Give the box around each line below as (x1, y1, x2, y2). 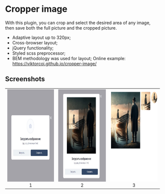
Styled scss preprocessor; (12, 50, 66, 56)
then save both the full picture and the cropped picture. (5, 25, 117, 31)
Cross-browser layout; (12, 39, 58, 45)
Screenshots (5, 75, 45, 83)
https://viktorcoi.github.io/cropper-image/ (12, 61, 97, 66)
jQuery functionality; (12, 45, 54, 51)
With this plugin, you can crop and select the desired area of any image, (5, 20, 151, 26)
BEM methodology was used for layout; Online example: (12, 55, 126, 61)
